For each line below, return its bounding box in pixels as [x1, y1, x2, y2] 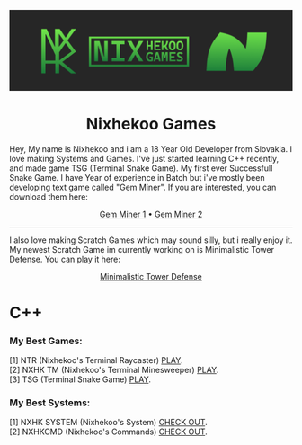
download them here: [9, 191, 88, 202]
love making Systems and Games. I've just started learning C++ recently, [9, 153, 280, 164]
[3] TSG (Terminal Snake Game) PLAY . [9, 374, 151, 385]
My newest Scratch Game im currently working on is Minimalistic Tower [9, 244, 274, 254]
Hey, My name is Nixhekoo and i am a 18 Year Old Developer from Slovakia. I [9, 143, 293, 154]
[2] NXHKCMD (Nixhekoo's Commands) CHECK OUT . [9, 426, 209, 437]
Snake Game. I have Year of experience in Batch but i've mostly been [9, 172, 265, 182]
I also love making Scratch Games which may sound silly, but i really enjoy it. [9, 235, 293, 245]
